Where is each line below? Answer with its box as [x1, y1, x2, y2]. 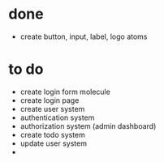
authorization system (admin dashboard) [19, 121, 157, 130]
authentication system [19, 113, 95, 122]
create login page [19, 95, 80, 105]
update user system [19, 139, 88, 148]
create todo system [19, 130, 85, 139]
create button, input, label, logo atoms [19, 32, 148, 41]
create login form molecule [19, 87, 111, 96]
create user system [19, 104, 85, 113]
